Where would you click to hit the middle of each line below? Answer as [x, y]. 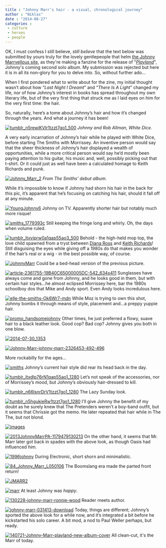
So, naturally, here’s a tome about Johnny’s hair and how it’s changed [76, 112]
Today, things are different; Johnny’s [112, 510]
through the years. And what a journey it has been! [57, 118]
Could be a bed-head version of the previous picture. [90, 263]
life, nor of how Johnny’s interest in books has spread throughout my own [80, 93]
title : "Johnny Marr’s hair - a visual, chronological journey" [74, 10]
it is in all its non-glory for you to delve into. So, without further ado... [76, 72]
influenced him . [21, 447]
